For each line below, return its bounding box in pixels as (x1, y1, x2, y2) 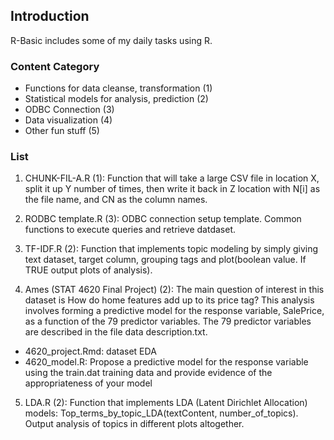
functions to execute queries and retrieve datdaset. (24, 224, 237, 236)
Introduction (10, 8, 90, 25)
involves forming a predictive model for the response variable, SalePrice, (24, 305, 325, 317)
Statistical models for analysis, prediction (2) (24, 93, 209, 105)
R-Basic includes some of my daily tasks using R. (10, 34, 213, 46)
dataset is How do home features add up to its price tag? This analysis (24, 294, 315, 306)
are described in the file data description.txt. (24, 326, 208, 338)
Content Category (10, 59, 100, 73)
